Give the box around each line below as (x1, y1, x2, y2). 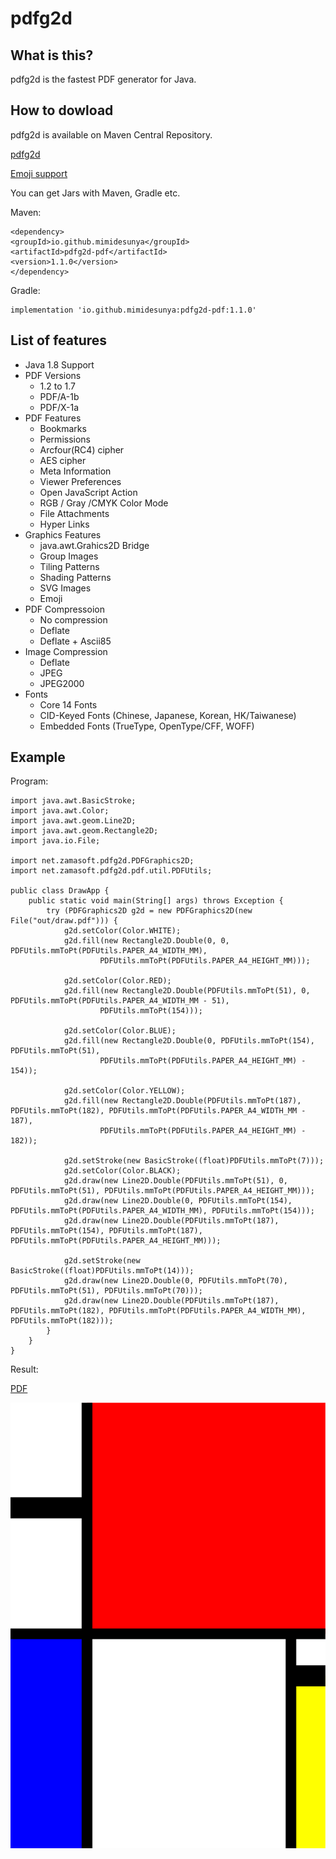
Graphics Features (24, 528, 102, 541)
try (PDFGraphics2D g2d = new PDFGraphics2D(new (46, 906, 253, 916)
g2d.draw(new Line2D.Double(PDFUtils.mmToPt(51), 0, (63, 1176, 288, 1186)
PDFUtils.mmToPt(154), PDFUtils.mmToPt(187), (10, 1226, 203, 1236)
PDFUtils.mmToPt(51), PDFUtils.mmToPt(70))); (10, 1286, 203, 1296)
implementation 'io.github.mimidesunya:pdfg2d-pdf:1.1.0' (10, 305, 257, 315)
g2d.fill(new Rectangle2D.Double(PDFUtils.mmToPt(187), (63, 1096, 302, 1106)
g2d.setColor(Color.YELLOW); (63, 1086, 186, 1096)
